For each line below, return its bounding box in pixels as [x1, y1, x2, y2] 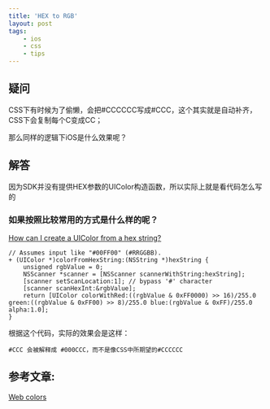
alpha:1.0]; [8, 306, 49, 314]
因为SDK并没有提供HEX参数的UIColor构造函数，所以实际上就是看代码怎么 [8, 181, 255, 191]
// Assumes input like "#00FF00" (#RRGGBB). [8, 249, 162, 257]
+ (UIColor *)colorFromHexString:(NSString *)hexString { [8, 255, 209, 264]
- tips [23, 50, 46, 58]
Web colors [8, 392, 47, 402]
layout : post [8, 20, 53, 28]
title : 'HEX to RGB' [8, 11, 79, 20]
